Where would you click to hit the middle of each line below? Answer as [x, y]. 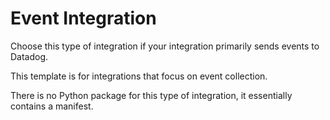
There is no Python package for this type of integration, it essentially [151, 95]
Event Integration [83, 18]
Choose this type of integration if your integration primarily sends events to [165, 46]
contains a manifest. [52, 106]
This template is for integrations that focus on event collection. [139, 76]
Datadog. [29, 56]
